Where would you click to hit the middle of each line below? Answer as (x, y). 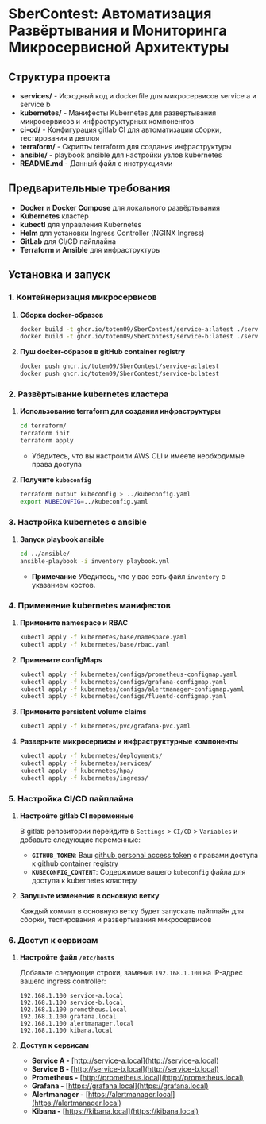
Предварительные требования (89, 189)
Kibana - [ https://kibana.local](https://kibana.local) (115, 1111)
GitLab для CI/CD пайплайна (68, 241)
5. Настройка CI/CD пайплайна (71, 798)
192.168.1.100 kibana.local (66, 1031)
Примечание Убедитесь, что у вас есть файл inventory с (128, 576)
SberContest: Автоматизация (110, 14)
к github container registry (75, 863)
